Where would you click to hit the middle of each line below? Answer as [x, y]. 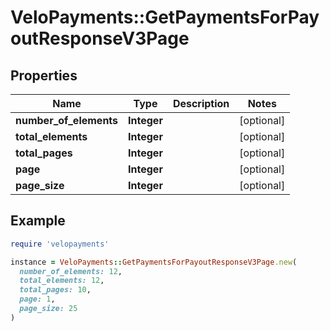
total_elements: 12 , [62, 281]
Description [201, 103]
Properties [44, 75]
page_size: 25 [48, 309]
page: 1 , [37, 299]
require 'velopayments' [60, 244]
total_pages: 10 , [55, 290]
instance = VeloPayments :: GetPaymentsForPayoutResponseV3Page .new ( [154, 262]
